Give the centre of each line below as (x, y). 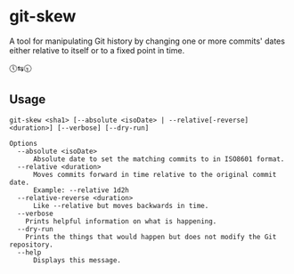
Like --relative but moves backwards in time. (121, 205)
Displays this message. (77, 260)
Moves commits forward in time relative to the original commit (155, 174)
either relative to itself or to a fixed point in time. (97, 50)
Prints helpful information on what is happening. (121, 221)
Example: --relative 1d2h (81, 190)
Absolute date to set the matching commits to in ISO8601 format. (159, 159)
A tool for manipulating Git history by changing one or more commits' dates (147, 41)
